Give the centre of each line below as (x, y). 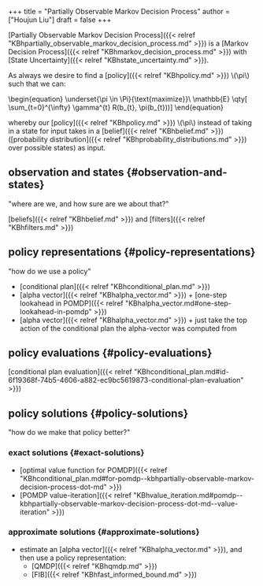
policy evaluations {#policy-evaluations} (110, 353)
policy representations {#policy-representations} (132, 252)
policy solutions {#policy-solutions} (98, 413)
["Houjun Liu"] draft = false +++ (60, 20)
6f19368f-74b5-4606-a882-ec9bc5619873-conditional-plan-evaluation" (126, 380)
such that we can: (37, 83)
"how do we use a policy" (50, 271)
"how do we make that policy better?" (69, 432)
